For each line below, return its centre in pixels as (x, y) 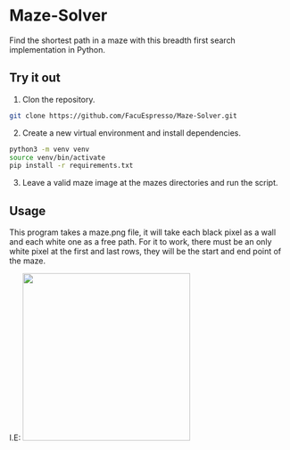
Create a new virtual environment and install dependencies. (131, 133)
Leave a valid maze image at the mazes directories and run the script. (150, 183)
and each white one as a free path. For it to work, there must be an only (141, 242)
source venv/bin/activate (57, 157)
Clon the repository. (58, 99)
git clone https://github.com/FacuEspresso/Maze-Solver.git (124, 116)
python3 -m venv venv (50, 149)
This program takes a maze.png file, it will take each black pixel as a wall (143, 232)
